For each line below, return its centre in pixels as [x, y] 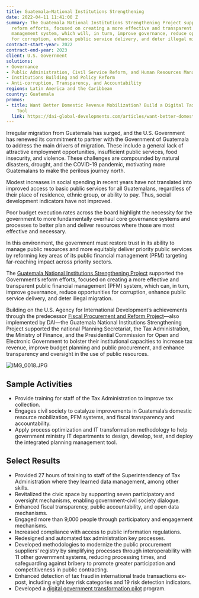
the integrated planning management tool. [66, 442]
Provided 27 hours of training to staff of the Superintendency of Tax [97, 475]
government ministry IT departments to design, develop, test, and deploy [104, 436]
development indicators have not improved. [59, 201]
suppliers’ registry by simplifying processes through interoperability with [103, 551]
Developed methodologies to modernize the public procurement [93, 544]
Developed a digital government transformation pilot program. [90, 588]
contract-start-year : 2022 [39, 45]
